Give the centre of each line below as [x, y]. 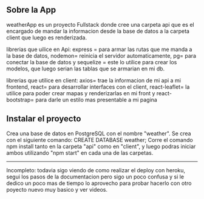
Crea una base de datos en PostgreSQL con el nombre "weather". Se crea [99, 133]
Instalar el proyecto [44, 119]
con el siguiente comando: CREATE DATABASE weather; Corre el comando [100, 140]
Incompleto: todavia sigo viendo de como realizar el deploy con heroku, [96, 170]
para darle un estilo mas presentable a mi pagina [97, 99]
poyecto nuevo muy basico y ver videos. [57, 189]
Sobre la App [31, 10]
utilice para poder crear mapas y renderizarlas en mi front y [81, 93]
